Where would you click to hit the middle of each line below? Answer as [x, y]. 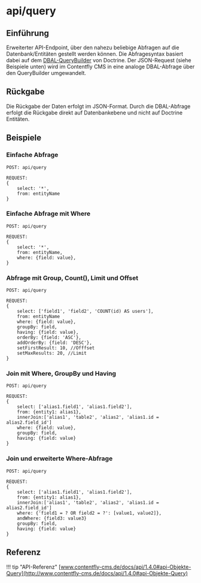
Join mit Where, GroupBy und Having [61, 374]
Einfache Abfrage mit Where [48, 214]
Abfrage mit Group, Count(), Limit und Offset [72, 278]
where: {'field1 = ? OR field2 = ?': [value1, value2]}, [89, 513]
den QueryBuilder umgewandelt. [46, 73]
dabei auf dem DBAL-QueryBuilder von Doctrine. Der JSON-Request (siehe [99, 60]
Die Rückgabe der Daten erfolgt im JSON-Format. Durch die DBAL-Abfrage [98, 106]
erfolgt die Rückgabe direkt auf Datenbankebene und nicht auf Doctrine [95, 113]
